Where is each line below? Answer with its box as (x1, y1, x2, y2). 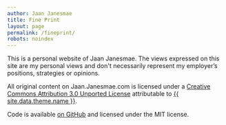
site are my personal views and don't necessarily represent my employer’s (7, 62, 218, 70)
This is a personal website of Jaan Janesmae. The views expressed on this (7, 54, 220, 62)
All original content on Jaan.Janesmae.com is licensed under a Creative (7, 82, 211, 91)
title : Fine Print (7, 16, 60, 23)
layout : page (7, 23, 45, 30)
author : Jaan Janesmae (7, 10, 72, 17)
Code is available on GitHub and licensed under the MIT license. (7, 111, 189, 119)
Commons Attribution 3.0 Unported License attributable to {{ (7, 90, 179, 98)
